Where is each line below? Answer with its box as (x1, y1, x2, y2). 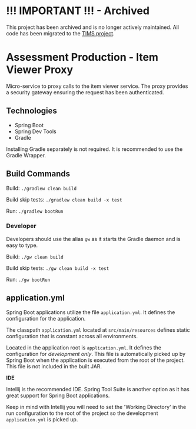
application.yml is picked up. (6, 415, 78, 423)
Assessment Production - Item (6, 51, 159, 64)
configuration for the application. (6, 315, 86, 322)
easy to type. (6, 242, 38, 249)
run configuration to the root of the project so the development (6, 410, 158, 417)
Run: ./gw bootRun (6, 276, 51, 283)
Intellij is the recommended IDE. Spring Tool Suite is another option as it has (6, 385, 190, 392)
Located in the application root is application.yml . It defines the (6, 344, 162, 351)
